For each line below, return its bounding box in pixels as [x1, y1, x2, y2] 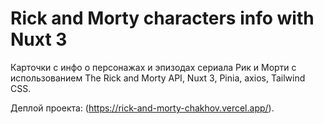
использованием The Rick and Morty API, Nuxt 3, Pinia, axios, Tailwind [10, 72, 306, 84]
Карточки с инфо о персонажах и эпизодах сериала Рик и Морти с [10, 61, 297, 73]
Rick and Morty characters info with [10, 7, 315, 30]
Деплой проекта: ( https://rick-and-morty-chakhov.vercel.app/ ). [10, 102, 275, 114]
